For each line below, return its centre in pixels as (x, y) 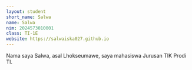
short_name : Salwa (29, 17)
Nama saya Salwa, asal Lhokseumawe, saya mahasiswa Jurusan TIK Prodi (96, 56)
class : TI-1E (22, 34)
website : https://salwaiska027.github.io (58, 39)
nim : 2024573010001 (30, 28)
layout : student (26, 11)
